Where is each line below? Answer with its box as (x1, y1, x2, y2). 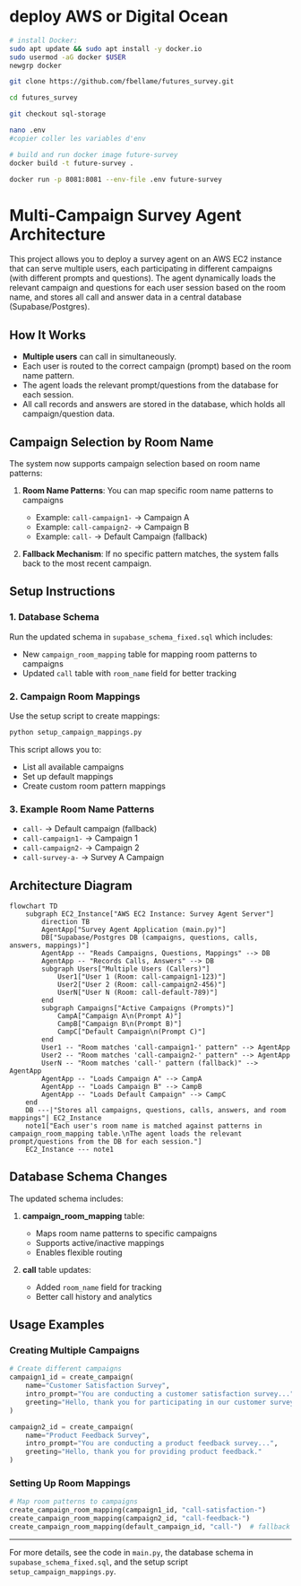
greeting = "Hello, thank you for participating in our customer (25, 1398, 267, 1407)
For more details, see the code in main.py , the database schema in (9, 1547, 254, 1557)
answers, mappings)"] (9, 940, 90, 950)
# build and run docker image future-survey (9, 150, 178, 159)
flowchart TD (9, 902, 58, 911)
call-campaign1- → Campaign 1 (21, 832, 139, 844)
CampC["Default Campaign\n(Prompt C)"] (56, 1027, 206, 1036)
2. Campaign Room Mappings (9, 690, 141, 702)
